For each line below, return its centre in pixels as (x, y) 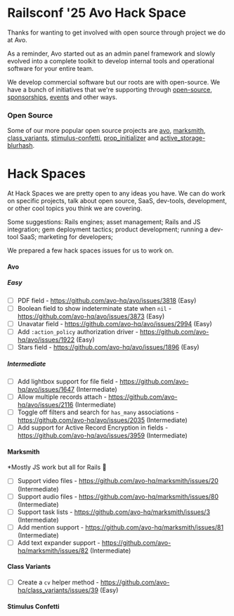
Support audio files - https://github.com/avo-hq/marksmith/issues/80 (118, 496)
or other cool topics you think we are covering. (75, 208)
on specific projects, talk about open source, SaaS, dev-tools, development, (117, 201)
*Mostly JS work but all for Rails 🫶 (57, 467)
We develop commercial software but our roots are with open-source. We (113, 82)
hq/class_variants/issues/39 (58, 590)
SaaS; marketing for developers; (67, 237)
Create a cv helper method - (58, 582)
